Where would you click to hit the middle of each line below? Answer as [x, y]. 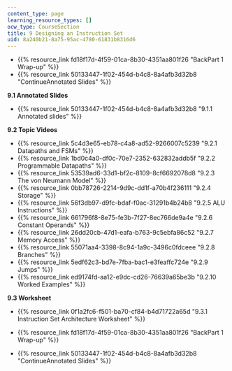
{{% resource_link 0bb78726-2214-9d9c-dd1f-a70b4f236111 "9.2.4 [114, 188]
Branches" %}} [39, 255]
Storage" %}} [37, 196]
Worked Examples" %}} [51, 284]
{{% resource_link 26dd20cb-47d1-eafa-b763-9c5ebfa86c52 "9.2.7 [116, 233]
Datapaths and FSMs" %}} [56, 151]
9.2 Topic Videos [32, 130]
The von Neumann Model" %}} [62, 181]
